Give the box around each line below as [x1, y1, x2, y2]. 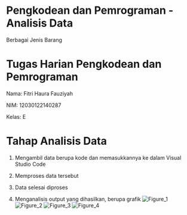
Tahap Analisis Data [6, 135, 108, 148]
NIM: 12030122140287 [6, 101, 62, 109]
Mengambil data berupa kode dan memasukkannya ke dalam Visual [14, 154, 182, 161]
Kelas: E [6, 113, 26, 120]
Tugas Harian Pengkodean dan [6, 58, 162, 71]
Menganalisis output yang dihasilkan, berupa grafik [14, 195, 142, 202]
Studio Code [14, 160, 46, 168]
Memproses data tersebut [14, 172, 79, 179]
